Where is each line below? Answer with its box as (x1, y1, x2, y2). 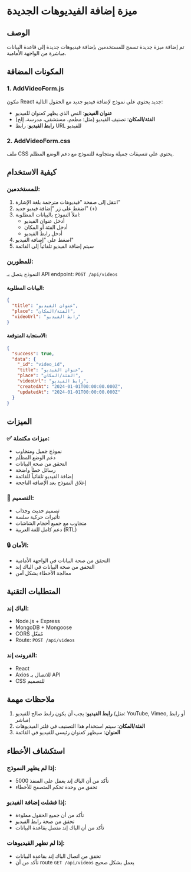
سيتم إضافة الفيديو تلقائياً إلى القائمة (15, 242, 94, 249)
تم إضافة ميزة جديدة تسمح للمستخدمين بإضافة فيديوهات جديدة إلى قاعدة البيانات (6, 43, 185, 50)
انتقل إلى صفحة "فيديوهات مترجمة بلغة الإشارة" (15, 198, 121, 205)
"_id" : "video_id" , (17, 362, 65, 368)
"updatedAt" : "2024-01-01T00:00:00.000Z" (17, 389, 120, 395)
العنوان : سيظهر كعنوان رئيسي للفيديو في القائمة (15, 729, 120, 736)
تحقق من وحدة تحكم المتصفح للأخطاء (15, 783, 98, 790)
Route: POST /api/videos (15, 637, 75, 644)
